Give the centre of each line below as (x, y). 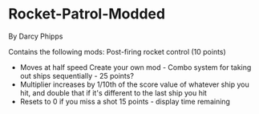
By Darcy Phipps (36, 36)
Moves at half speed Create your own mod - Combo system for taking (136, 67)
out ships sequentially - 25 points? (77, 75)
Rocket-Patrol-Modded (87, 14)
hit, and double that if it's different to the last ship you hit (113, 92)
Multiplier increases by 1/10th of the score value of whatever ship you (135, 84)
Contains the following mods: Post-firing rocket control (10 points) (117, 51)
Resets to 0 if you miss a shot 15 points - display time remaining (125, 101)
